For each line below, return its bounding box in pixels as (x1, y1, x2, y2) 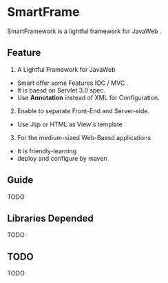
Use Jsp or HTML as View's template (17, 120, 123, 128)
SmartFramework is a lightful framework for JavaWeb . (7, 27, 162, 35)
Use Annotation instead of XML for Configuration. (17, 93, 160, 101)
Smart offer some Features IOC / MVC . (17, 79, 129, 87)
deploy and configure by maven (17, 154, 108, 162)
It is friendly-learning (17, 146, 77, 155)
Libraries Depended (7, 212, 94, 224)
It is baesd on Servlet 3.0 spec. (17, 86, 105, 94)
